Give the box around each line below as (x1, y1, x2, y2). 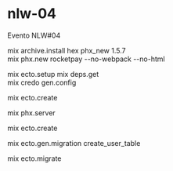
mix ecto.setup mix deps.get (7, 69, 99, 78)
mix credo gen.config (7, 78, 77, 87)
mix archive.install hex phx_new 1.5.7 (7, 45, 126, 55)
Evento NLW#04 (7, 31, 61, 40)
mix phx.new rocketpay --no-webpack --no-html (7, 54, 165, 64)
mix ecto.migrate (7, 154, 62, 163)
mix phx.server (7, 107, 56, 118)
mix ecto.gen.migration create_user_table (7, 138, 141, 147)
